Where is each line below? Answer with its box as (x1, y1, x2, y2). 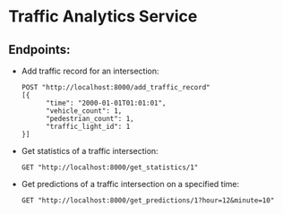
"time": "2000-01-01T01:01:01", (45, 98, 167, 107)
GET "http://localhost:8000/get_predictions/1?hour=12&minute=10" (21, 196, 275, 205)
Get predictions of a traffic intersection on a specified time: (21, 179, 240, 189)
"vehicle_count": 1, (45, 107, 123, 116)
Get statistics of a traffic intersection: (21, 146, 159, 156)
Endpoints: (8, 42, 71, 57)
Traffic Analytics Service (8, 6, 198, 27)
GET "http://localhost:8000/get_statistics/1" (21, 163, 199, 172)
